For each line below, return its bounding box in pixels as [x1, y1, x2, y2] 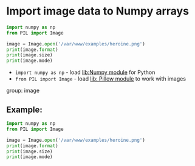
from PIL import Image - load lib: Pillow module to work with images [15, 75, 186, 82]
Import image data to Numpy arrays [6, 4, 190, 18]
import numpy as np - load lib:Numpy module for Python [15, 68, 156, 76]
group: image [6, 87, 40, 95]
